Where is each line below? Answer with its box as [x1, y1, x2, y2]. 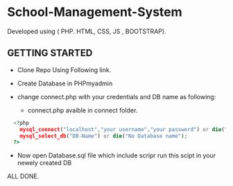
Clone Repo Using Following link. [17, 65, 112, 74]
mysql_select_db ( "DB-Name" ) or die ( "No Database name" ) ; [19, 133, 188, 139]
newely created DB [17, 159, 72, 167]
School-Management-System [7, 4, 182, 20]
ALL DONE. [7, 172, 40, 180]
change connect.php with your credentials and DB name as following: [17, 92, 216, 101]
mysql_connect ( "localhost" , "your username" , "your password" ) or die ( [19, 126, 225, 133]
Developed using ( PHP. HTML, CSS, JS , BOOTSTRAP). [7, 27, 166, 35]
